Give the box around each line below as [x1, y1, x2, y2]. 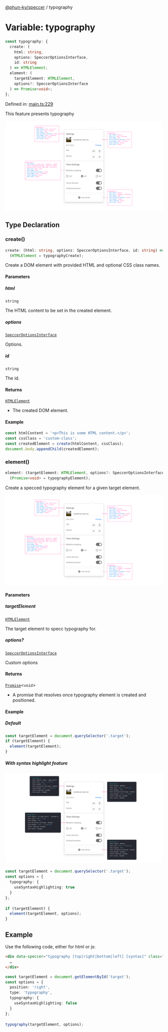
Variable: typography [5, 22, 95, 33]
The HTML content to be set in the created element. [5, 307, 112, 313]
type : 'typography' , [9, 990, 52, 995]
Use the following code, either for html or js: [5, 944, 96, 950]
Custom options [5, 659, 38, 666]
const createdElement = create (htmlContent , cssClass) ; [5, 441, 124, 447]
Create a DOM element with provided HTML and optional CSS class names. [5, 262, 160, 268]
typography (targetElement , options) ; [5, 1022, 84, 1027]
